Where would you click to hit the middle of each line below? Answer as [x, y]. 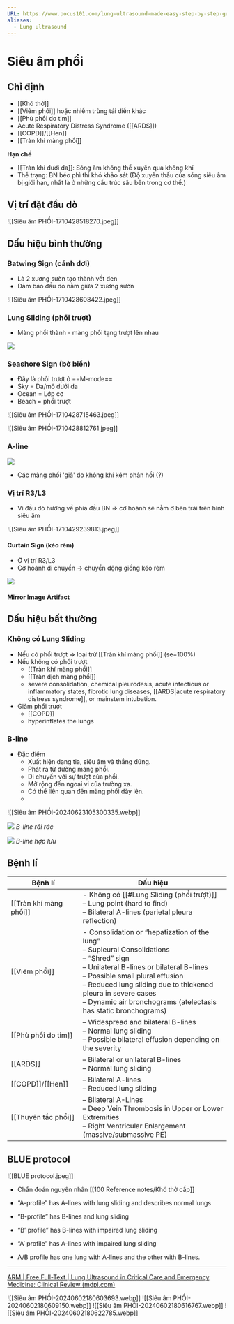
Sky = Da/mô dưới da [47, 387]
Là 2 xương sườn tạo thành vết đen [67, 278]
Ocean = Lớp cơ [40, 394]
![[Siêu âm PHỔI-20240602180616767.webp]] [158, 1306]
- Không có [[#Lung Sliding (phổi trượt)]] [150, 895]
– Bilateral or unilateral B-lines [132, 1059]
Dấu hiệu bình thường [55, 243]
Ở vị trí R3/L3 [36, 561]
